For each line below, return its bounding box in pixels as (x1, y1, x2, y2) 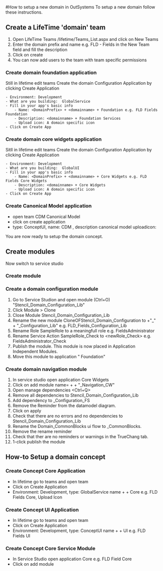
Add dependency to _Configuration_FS (12, 398, 90, 404)
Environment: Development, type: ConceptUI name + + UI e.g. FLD (12, 528, 146, 534)
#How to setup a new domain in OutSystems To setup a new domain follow (5, 4, 155, 10)
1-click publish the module (12, 439, 65, 445)
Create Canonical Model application (5, 203, 92, 209)
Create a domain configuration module (5, 286, 98, 293)
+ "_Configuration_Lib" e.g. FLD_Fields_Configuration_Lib (12, 322, 127, 328)
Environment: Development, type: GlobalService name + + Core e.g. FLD (12, 489, 158, 495)
